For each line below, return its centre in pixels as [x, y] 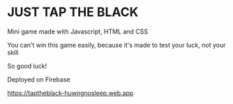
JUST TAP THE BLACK [73, 12]
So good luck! [27, 66]
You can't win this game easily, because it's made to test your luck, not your [116, 45]
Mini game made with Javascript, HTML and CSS [78, 31]
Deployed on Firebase [39, 79]
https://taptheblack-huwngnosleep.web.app [70, 93]
